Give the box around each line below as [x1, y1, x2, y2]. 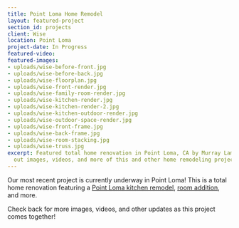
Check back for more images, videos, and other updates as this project [7, 204, 216, 213]
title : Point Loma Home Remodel [7, 10, 103, 18]
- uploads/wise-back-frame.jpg [7, 130, 100, 137]
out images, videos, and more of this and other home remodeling [14, 156, 212, 164]
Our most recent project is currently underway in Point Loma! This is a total [7, 175, 228, 184]
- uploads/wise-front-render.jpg [7, 83, 107, 90]
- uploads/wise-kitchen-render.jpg [7, 97, 113, 104]
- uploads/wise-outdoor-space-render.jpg [7, 116, 132, 123]
